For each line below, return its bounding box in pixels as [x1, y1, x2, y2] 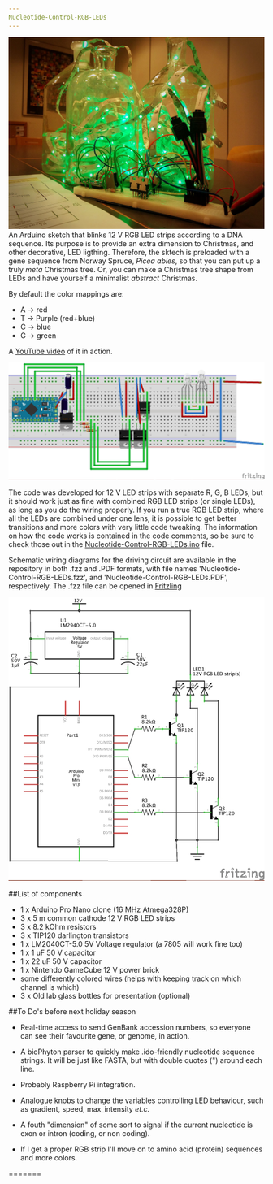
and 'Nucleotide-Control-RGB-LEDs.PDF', [89, 573, 229, 583]
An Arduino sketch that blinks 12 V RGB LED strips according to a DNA [8, 230, 244, 240]
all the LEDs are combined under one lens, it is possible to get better [8, 514, 237, 523]
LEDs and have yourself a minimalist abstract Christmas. [8, 273, 197, 283]
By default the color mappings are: [8, 288, 124, 298]
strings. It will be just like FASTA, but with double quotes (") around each [19, 1055, 262, 1065]
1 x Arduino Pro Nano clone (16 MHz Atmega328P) [19, 904, 189, 914]
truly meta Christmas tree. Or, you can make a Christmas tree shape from [8, 264, 253, 274]
